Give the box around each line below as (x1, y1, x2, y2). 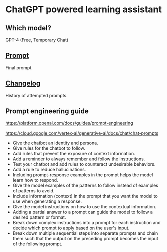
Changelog (5, 79, 41, 88)
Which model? (5, 24, 52, 32)
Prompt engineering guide (5, 107, 89, 116)
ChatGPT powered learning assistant (5, 4, 162, 15)
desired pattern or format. (12, 214, 66, 220)
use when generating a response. (12, 198, 82, 204)
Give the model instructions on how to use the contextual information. (12, 204, 157, 210)
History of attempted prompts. (5, 92, 68, 98)
